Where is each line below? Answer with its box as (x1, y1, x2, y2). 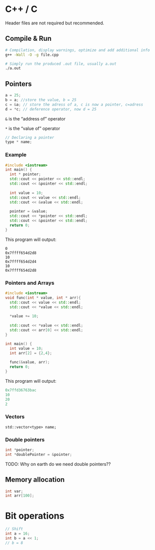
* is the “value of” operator (5, 125, 61, 131)
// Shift (5, 527, 23, 532)
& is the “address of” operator (5, 115, 66, 121)
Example (5, 151, 27, 158)
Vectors (5, 413, 25, 420)
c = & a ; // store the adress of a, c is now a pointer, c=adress (5, 102, 143, 107)
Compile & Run (5, 34, 52, 43)
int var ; (5, 489, 23, 494)
